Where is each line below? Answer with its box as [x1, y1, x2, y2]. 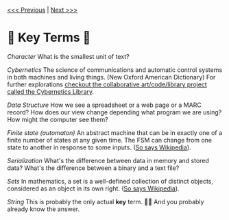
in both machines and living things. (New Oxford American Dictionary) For [7, 73, 216, 81]
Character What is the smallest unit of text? [7, 52, 130, 60]
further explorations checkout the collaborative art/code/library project [7, 80, 207, 88]
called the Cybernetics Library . [7, 87, 95, 95]
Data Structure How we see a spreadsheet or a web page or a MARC [7, 101, 202, 109]
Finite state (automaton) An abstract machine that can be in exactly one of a [7, 128, 223, 136]
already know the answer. [7, 205, 80, 213]
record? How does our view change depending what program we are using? [7, 108, 222, 116]
